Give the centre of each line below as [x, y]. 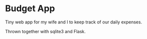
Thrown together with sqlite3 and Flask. [45, 31]
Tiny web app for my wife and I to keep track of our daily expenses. [73, 22]
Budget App [30, 9]
